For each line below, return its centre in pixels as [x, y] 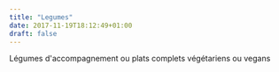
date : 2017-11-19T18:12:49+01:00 [71, 25]
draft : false [33, 33]
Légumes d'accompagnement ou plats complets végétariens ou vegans [140, 59]
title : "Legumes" [41, 17]
